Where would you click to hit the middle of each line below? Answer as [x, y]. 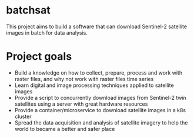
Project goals [39, 57]
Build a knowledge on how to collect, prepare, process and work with [98, 73]
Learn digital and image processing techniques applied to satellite [94, 85]
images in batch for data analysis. [47, 32]
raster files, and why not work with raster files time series [84, 79]
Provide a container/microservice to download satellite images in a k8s [100, 110]
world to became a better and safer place [65, 129]
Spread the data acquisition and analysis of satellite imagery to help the [101, 122]
